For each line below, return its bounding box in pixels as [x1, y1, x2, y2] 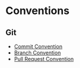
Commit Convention [14, 43, 63, 50]
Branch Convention [14, 49, 61, 56]
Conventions [5, 4, 70, 18]
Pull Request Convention [14, 56, 74, 62]
